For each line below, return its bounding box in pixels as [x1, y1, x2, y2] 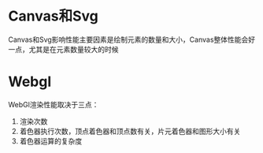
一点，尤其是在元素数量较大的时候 [8, 44, 119, 54]
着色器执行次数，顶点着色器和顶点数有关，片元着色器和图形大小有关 [19, 126, 241, 136]
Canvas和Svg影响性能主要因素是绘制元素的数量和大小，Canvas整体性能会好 [8, 35, 256, 44]
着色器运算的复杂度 [19, 136, 83, 146]
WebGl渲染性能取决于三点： [8, 99, 99, 109]
